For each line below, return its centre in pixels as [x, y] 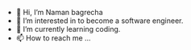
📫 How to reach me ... [53, 38]
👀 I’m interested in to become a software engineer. [100, 21]
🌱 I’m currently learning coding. [68, 29]
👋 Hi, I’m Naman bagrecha [59, 12]
